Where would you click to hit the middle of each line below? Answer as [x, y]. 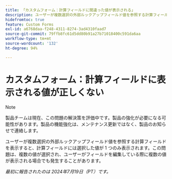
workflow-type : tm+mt [28, 39]
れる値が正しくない [64, 92]
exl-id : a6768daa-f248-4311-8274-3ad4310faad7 [56, 29]
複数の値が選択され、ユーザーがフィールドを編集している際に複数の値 [93, 154]
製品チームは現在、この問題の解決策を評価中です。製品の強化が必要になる [84, 117]
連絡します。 [27, 130]
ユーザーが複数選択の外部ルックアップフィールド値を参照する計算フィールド [86, 141]
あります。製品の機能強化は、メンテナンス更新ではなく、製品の [86, 124]
